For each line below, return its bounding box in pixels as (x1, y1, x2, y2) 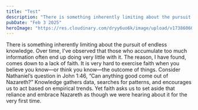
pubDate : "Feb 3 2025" (6, 19, 62, 25)
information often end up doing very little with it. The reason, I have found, (6, 54, 187, 61)
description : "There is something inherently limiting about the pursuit (6, 14, 192, 20)
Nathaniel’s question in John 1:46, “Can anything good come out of (6, 72, 169, 79)
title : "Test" (6, 8, 41, 15)
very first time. (6, 98, 42, 105)
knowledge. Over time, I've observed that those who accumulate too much (6, 48, 187, 55)
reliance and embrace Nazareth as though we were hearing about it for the (6, 91, 187, 98)
